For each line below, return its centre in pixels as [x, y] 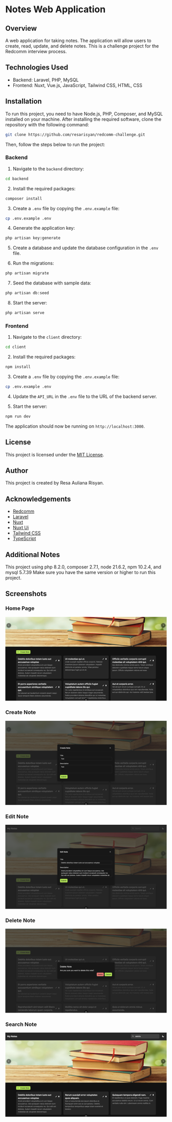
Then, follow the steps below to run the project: [55, 144]
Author [17, 470]
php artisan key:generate [33, 238]
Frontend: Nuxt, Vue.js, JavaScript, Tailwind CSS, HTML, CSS [77, 85]
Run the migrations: [33, 263]
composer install [24, 199]
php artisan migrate [27, 273]
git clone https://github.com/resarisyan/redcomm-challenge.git [75, 135]
